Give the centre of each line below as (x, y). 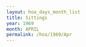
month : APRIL (23, 29)
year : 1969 (20, 23)
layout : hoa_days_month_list (43, 12)
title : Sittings (27, 18)
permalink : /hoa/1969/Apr (39, 35)
